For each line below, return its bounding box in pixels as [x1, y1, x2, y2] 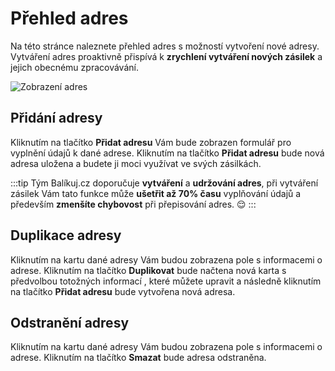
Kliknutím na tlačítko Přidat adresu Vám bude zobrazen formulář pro [10, 136, 292, 148]
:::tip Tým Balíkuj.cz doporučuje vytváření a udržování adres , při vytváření [10, 177, 319, 189]
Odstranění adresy [10, 314, 130, 331]
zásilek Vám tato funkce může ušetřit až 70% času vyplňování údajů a [10, 187, 302, 199]
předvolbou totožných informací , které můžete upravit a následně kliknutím [10, 275, 322, 287]
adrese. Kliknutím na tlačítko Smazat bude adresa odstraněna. [10, 352, 267, 364]
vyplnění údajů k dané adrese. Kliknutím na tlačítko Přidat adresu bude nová [10, 147, 325, 159]
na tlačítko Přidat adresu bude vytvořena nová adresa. [10, 285, 236, 297]
